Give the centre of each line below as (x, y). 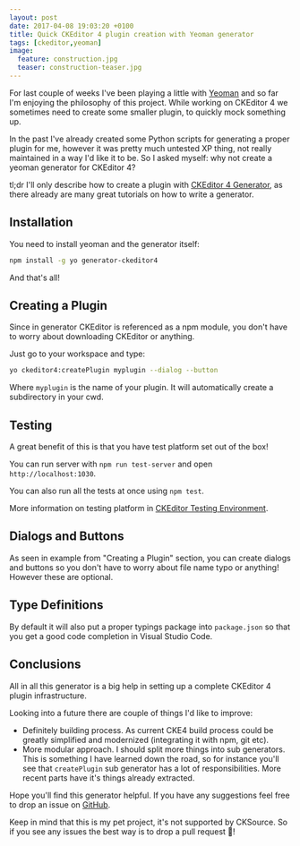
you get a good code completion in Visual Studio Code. (111, 636)
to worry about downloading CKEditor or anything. (102, 337)
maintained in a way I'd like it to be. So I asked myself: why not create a (141, 158)
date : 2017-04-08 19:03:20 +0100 (72, 26)
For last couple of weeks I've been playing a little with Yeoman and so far (144, 93)
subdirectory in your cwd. (57, 397)
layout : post (34, 17)
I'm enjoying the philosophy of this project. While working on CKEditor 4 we (149, 102)
